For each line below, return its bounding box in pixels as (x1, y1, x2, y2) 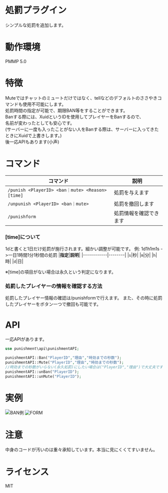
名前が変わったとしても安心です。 (5, 120, 75, 126)
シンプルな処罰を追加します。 (5, 22, 66, 28)
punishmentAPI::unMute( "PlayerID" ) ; (5, 374, 81, 379)
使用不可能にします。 (22, 101, 66, 107)
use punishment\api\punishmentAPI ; (5, 346, 79, 351)
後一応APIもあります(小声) (5, 139, 59, 145)
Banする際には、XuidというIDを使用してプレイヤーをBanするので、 (5, 114, 144, 120)
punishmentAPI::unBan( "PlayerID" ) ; (5, 369, 79, 374)
